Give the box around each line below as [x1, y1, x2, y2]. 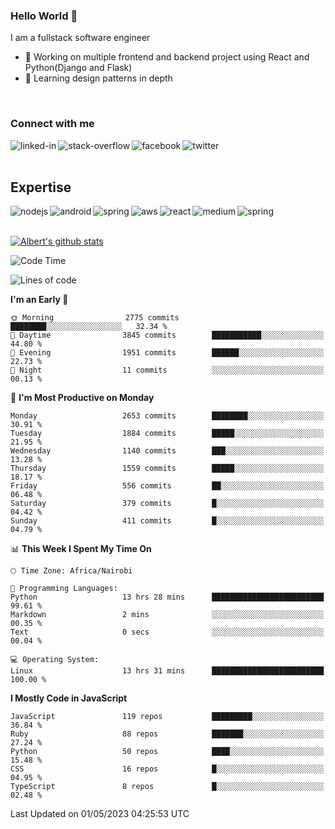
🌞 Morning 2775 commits [10, 313, 180, 323]
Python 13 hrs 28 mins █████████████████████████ [10, 592, 325, 603]
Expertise [10, 179, 72, 196]
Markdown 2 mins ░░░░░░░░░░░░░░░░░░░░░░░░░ [10, 610, 325, 620]
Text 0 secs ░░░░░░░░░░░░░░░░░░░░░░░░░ [10, 627, 325, 638]
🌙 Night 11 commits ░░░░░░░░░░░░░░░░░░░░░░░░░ [10, 365, 325, 376]
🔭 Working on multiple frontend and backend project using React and [24, 51, 310, 63]
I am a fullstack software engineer [10, 32, 151, 44]
